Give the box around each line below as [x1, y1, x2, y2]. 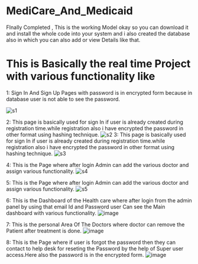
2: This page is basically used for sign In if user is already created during [6, 118, 183, 125]
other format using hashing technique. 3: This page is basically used [6, 131, 186, 138]
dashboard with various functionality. [6, 209, 96, 217]
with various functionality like [6, 70, 155, 83]
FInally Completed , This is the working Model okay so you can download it [6, 24, 189, 31]
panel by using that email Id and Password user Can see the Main [6, 203, 165, 210]
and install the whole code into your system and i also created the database [6, 30, 190, 37]
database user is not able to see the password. [6, 95, 120, 102]
